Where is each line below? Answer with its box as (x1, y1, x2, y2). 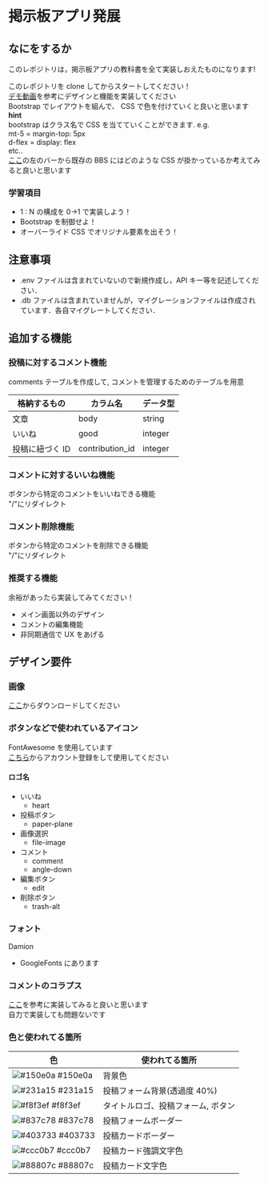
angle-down (31, 864, 72, 874)
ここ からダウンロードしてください (8, 701, 121, 711)
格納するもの (17, 398, 66, 409)
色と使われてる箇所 (8, 1032, 82, 1043)
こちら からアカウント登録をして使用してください (8, 752, 170, 762)
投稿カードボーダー (102, 1130, 176, 1141)
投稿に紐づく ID (12, 443, 71, 455)
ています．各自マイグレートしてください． (19, 306, 160, 315)
